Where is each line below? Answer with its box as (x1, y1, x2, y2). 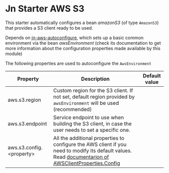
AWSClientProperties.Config (53, 159, 120, 166)
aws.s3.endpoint (8, 120, 47, 127)
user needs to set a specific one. (53, 126, 131, 133)
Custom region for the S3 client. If (53, 87, 133, 94)
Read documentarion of (53, 153, 109, 160)
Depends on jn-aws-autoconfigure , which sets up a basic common (5, 35, 144, 41)
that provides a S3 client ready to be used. (5, 25, 93, 31)
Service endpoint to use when (53, 114, 124, 121)
